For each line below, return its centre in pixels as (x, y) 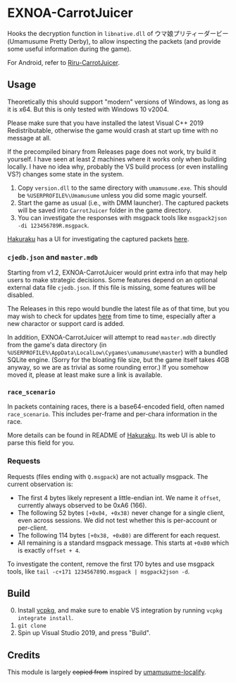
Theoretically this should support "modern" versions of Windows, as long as (118, 102)
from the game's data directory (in (57, 345)
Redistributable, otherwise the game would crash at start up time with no (113, 130)
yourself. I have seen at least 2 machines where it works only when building (117, 159)
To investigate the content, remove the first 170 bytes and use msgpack (111, 564)
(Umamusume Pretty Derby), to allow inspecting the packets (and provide (114, 41)
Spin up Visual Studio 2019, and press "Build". (84, 633)
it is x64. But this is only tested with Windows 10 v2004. (88, 109)
